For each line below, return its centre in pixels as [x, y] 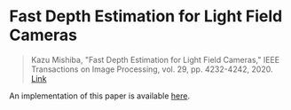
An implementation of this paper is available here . [100, 96]
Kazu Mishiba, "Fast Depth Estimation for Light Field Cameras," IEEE [155, 59]
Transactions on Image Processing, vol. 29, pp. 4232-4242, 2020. [152, 69]
